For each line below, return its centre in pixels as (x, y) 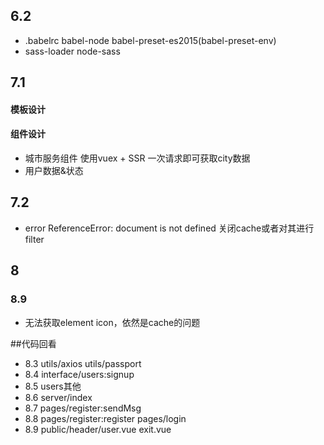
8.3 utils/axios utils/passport (83, 363)
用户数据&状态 (54, 170)
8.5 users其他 (53, 386)
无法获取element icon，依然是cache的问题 (112, 322)
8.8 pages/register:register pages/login (105, 418)
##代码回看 (33, 343)
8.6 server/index (58, 397)
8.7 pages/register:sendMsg (83, 408)
